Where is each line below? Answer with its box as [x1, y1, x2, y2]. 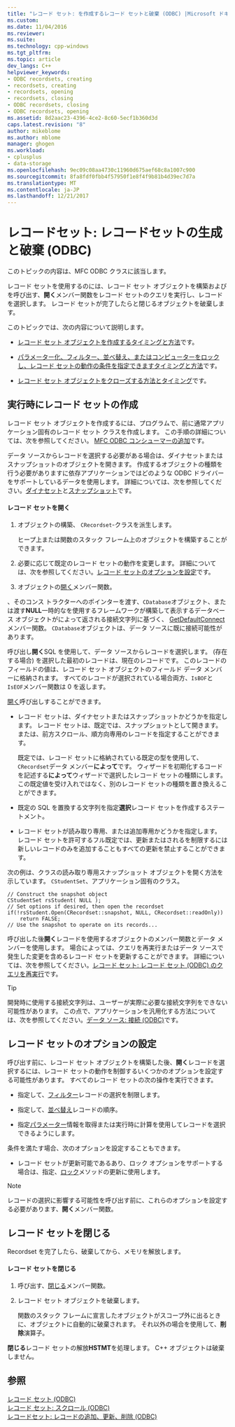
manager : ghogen [7, 141, 55, 148]
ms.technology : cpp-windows [7, 43, 90, 50]
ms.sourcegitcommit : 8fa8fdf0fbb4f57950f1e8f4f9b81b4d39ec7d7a [7, 173, 196, 180]
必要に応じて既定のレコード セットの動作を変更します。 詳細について [17, 559, 217, 567]
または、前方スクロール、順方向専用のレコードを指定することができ [17, 730, 214, 738]
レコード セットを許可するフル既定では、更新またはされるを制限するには [17, 836, 228, 844]
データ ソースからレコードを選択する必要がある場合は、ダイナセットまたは [7, 451, 223, 460]
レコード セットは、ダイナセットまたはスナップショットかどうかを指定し [17, 712, 228, 721]
